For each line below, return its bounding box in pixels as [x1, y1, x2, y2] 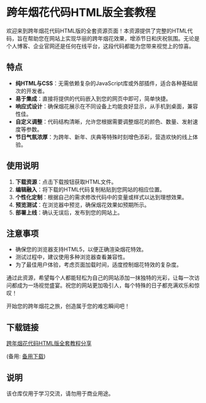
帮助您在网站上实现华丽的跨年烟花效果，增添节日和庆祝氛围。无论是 [27, 34, 200, 42]
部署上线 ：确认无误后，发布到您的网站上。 [15, 209, 123, 216]
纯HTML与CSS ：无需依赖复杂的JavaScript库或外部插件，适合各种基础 [15, 79, 193, 86]
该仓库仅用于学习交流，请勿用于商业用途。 [6, 390, 114, 397]
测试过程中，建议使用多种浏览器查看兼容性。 [15, 253, 129, 261]
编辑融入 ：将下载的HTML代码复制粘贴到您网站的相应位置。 [15, 185, 166, 193]
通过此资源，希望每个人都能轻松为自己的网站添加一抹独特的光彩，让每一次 [6, 274, 194, 282]
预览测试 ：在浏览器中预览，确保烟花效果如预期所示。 [15, 201, 150, 209]
